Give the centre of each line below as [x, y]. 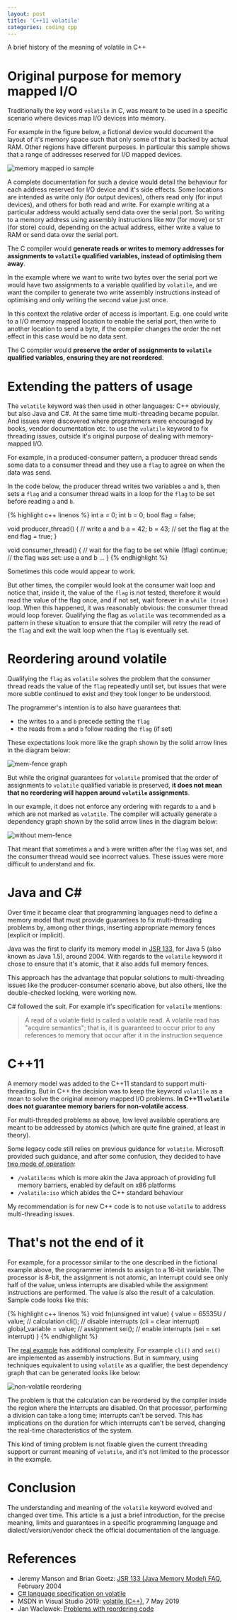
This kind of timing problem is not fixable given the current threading [107, 1444]
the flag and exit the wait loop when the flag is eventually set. [98, 630]
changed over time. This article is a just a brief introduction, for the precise [116, 1515]
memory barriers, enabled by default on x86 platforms [97, 1185]
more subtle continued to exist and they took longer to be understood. [109, 694]
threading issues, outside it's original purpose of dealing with [96, 436]
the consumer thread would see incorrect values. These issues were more [116, 856]
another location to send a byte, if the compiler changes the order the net [114, 329]
